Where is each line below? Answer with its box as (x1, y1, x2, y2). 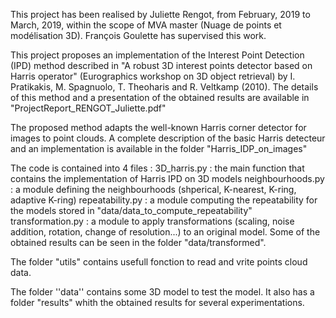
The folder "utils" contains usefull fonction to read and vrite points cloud (10, 256, 308, 268)
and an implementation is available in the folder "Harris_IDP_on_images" (10, 143, 308, 154)
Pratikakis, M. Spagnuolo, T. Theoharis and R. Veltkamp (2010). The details (10, 81, 319, 93)
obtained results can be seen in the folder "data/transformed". (10, 237, 267, 248)
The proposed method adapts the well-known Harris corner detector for (10, 122, 307, 133)
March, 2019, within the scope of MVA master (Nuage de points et (10, 19, 282, 31)
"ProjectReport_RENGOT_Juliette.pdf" (10, 102, 167, 114)
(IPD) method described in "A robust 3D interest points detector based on (10, 60, 313, 71)
